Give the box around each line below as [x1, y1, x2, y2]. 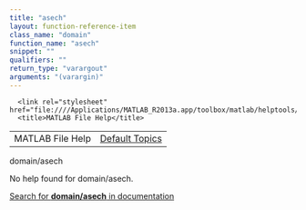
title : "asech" [9, 13, 67, 23]
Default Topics [99, 132, 162, 145]
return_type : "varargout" [9, 65, 107, 74]
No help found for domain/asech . [9, 173, 134, 184]
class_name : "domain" [9, 30, 92, 39]
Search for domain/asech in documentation [9, 190, 175, 201]
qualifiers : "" [9, 55, 67, 65]
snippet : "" [9, 47, 55, 56]
